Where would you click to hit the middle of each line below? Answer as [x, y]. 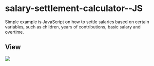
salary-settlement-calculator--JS [74, 8]
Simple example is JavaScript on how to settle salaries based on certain [77, 22]
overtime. [15, 32]
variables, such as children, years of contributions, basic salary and [73, 26]
